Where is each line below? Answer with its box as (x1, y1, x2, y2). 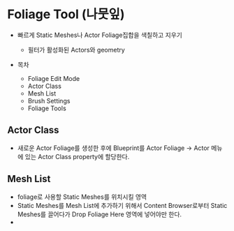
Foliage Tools (27, 104, 66, 112)
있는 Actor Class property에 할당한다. (24, 152, 130, 161)
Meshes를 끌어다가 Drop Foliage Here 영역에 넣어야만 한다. (17, 210, 182, 218)
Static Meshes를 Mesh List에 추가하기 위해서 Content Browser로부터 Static (17, 201, 228, 209)
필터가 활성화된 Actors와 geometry (27, 45, 126, 54)
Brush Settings (27, 96, 71, 105)
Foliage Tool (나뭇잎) (7, 6, 125, 22)
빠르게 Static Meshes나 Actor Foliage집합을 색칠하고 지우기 (17, 31, 183, 39)
